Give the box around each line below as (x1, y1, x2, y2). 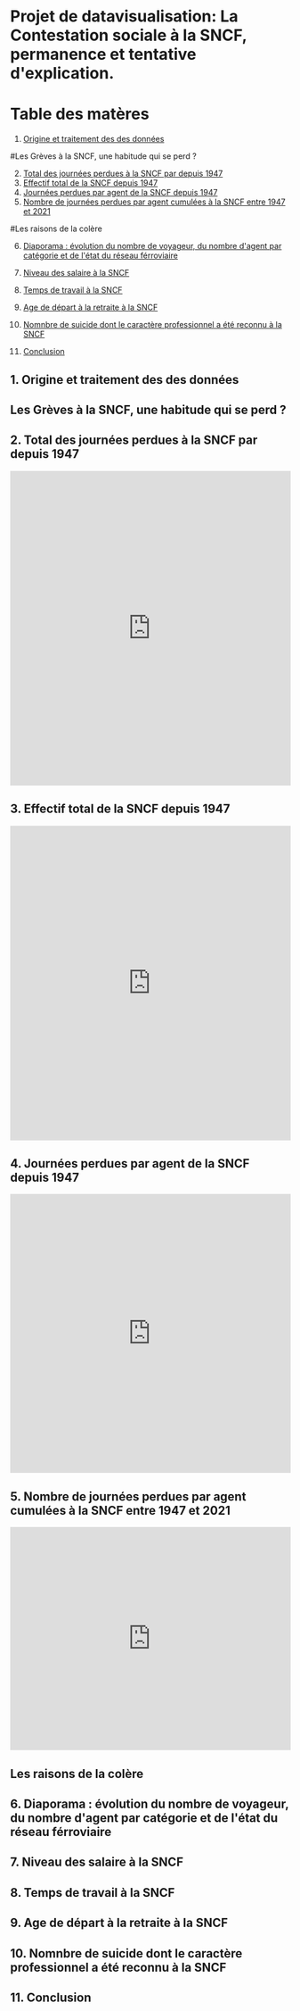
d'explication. (10, 63, 115, 84)
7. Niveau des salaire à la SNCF (10, 1855, 183, 1870)
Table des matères (10, 104, 150, 124)
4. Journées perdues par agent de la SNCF (10, 1156, 250, 1171)
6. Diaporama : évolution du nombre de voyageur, (10, 1796, 289, 1811)
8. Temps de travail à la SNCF (10, 1885, 175, 1900)
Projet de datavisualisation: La (10, 6, 239, 27)
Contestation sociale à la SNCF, (10, 25, 247, 46)
